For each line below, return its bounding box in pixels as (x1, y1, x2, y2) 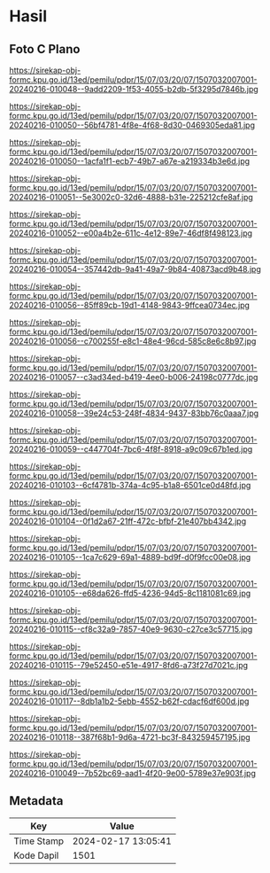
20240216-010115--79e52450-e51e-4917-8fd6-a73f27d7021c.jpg (9, 660, 249, 670)
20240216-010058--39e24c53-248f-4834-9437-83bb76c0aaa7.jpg (9, 408, 259, 418)
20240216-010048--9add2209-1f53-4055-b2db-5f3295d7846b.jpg (9, 84, 258, 94)
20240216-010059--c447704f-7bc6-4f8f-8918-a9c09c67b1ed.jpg (9, 444, 253, 454)
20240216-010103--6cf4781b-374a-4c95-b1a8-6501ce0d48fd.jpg (9, 480, 251, 490)
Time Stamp (13, 835, 65, 847)
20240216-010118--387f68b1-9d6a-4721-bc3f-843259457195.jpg (9, 732, 251, 742)
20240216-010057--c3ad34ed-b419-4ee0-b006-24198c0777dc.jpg (9, 372, 258, 382)
